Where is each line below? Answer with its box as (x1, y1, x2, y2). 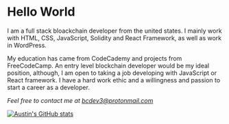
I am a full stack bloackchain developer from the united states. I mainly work (7, 27, 222, 35)
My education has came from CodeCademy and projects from (7, 54, 182, 62)
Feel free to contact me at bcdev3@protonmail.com (7, 96, 154, 104)
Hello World (7, 4, 75, 20)
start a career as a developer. (7, 83, 91, 91)
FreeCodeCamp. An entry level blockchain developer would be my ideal (7, 61, 210, 69)
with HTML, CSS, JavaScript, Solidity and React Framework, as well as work (7, 33, 222, 42)
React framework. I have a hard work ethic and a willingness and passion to (7, 76, 221, 84)
